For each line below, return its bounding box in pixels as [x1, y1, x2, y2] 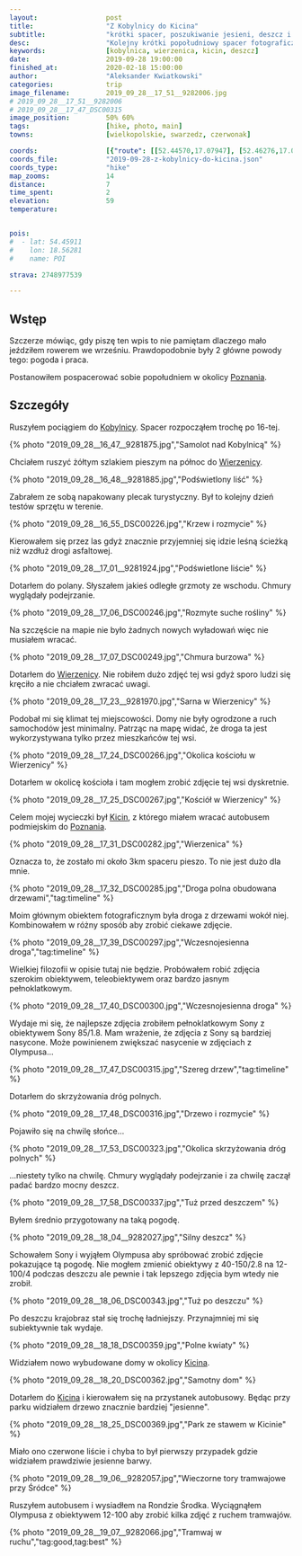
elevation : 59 [9, 197, 115, 206]
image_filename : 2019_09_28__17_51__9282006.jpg [9, 88, 227, 97]
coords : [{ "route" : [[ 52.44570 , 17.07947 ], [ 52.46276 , [9, 147, 280, 156]
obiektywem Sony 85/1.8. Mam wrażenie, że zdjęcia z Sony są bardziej [9, 1027, 271, 1038]
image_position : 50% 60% [9, 113, 135, 122]
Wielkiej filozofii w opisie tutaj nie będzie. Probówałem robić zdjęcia [9, 964, 261, 974]
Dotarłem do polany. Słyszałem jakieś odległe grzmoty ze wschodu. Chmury [9, 580, 292, 591]
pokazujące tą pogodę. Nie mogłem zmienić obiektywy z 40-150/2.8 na [9, 1258, 274, 1269]
